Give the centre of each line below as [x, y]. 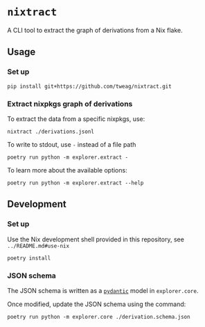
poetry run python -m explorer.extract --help [75, 183]
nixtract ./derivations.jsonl [51, 131]
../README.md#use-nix [38, 246]
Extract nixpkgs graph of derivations [70, 104]
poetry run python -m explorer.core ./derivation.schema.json [99, 317]
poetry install [29, 258]
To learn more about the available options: [67, 170]
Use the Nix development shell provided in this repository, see [96, 239]
